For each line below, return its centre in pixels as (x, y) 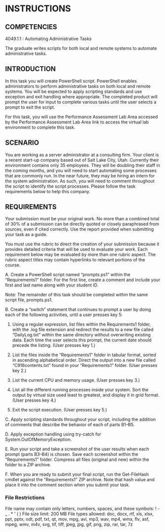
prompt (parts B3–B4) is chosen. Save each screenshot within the (72, 454)
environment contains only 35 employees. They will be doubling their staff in (82, 165)
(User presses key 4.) (34, 400)
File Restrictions (25, 498)
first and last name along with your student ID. (52, 285)
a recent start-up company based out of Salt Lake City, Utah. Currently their (82, 160)
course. (13, 265)
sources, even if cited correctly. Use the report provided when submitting (80, 229)
